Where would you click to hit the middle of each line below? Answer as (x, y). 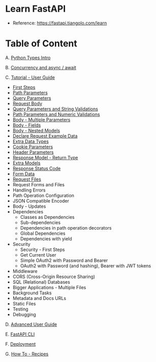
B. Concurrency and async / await (41, 67)
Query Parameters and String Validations (55, 109)
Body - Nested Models (36, 130)
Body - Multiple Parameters (41, 120)
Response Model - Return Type (45, 157)
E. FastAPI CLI (20, 334)
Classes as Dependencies (47, 217)
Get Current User (38, 255)
